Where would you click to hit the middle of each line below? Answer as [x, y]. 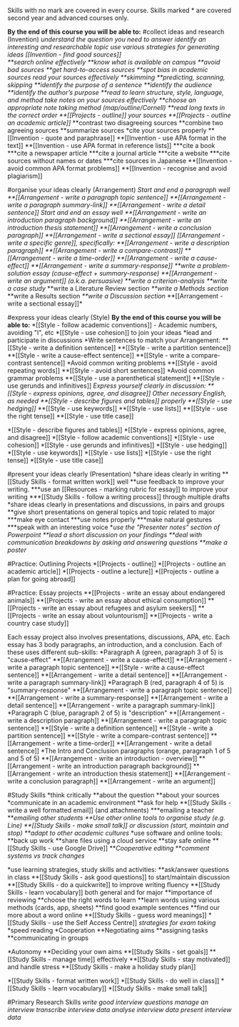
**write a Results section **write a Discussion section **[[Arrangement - [115, 296]
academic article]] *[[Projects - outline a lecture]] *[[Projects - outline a [113, 571]
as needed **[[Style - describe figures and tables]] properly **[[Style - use [120, 401]
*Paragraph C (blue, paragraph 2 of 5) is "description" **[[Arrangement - [116, 713]
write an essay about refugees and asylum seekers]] [119, 608]
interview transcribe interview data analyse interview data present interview [119, 1010]
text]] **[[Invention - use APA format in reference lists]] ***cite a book [111, 145]
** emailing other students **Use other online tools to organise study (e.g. [117, 818]
